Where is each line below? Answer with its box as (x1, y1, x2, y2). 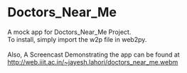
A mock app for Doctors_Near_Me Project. (7, 28, 132, 36)
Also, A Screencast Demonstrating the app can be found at (7, 50, 180, 59)
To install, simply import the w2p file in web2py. (7, 35, 147, 43)
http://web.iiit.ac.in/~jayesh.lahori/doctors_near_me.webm (7, 57, 178, 66)
